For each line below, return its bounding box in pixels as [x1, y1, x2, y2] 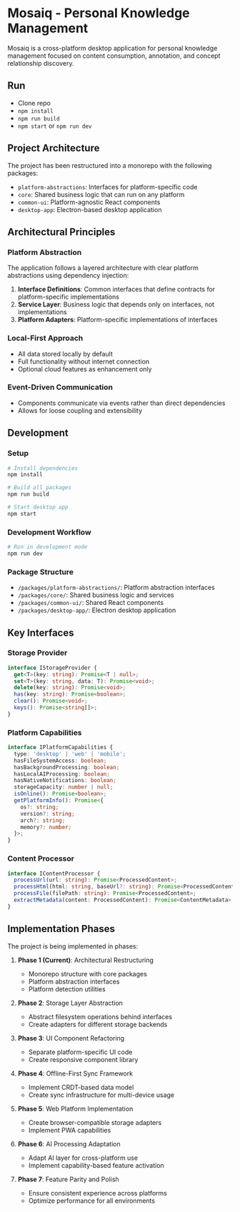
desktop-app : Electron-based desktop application [17, 205, 162, 214]
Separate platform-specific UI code [28, 1048, 133, 1056]
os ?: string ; [20, 803, 59, 811]
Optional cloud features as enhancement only [17, 364, 152, 373]
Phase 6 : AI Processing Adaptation [17, 1139, 121, 1148]
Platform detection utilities [28, 984, 106, 993]
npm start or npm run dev [17, 121, 92, 130]
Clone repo [17, 99, 51, 107]
